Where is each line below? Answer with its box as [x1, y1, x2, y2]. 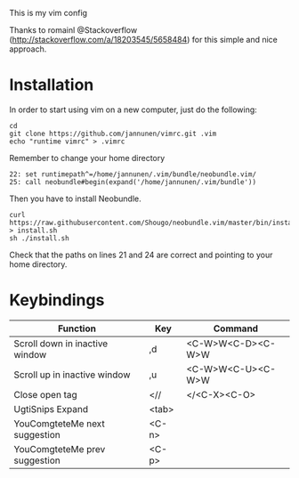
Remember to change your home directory [9, 152, 166, 163]
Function [57, 322, 96, 335]
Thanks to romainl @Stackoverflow [9, 25, 138, 35]
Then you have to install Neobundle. [9, 193, 141, 204]
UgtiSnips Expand [13, 402, 89, 415]
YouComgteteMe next [13, 417, 105, 430]
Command [213, 322, 259, 335]
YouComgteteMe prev [13, 442, 106, 455]
